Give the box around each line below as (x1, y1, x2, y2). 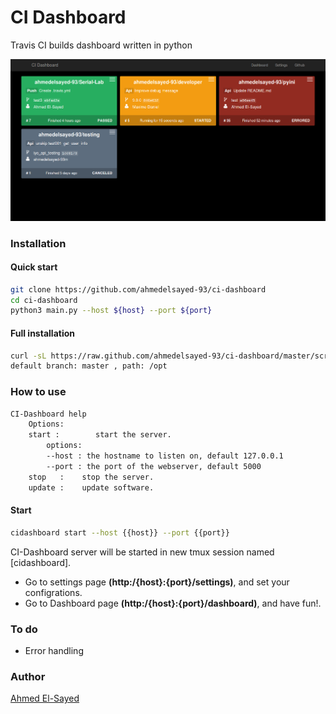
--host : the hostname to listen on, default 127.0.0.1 (46, 451, 284, 461)
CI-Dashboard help (10, 409, 87, 419)
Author (10, 669, 46, 683)
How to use (10, 385, 67, 399)
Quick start (10, 261, 58, 273)
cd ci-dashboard (10, 295, 78, 305)
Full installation (10, 327, 75, 339)
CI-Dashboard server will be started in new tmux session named (10, 546, 275, 558)
